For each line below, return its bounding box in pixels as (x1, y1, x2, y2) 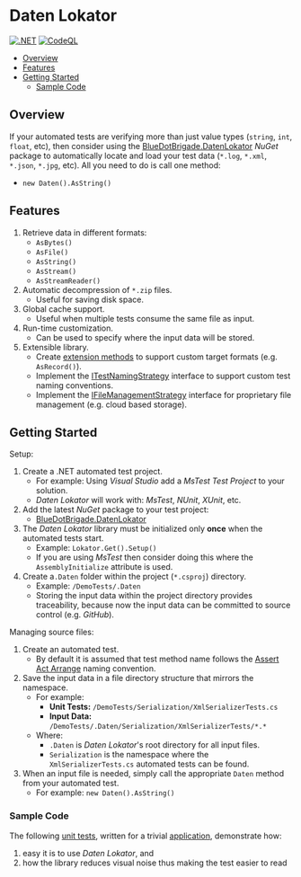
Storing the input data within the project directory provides (35, 590, 253, 601)
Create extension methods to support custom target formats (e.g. (35, 351, 278, 362)
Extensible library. (22, 341, 90, 352)
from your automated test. (22, 778, 120, 789)
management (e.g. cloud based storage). (35, 399, 187, 410)
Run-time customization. (22, 323, 114, 333)
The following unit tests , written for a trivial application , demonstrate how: (9, 830, 282, 841)
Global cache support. (22, 303, 105, 314)
